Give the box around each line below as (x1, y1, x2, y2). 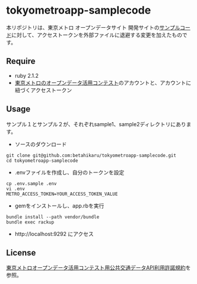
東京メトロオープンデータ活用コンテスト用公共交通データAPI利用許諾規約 (6, 264, 186, 272)
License (6, 247, 36, 258)
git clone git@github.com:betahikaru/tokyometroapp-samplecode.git (6, 152, 177, 158)
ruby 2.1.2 (14, 72, 39, 79)
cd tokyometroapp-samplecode (6, 158, 78, 164)
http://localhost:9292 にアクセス (14, 230, 94, 237)
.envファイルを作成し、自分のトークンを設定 (14, 168, 125, 175)
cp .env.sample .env (6, 180, 58, 187)
